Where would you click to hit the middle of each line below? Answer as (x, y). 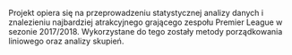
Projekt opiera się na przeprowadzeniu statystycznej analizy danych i (136, 13)
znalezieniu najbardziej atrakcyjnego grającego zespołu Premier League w (146, 22)
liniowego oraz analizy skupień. (66, 41)
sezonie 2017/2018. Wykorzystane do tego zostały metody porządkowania (146, 31)
